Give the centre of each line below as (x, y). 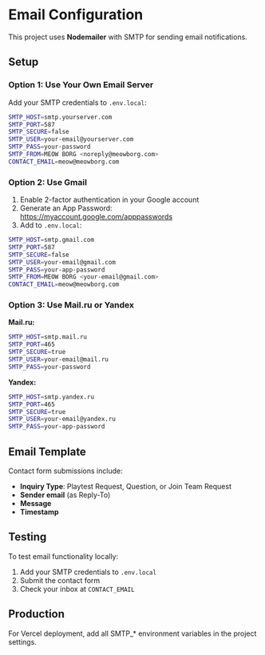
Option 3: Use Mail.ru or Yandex (71, 305)
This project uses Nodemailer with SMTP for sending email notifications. (128, 37)
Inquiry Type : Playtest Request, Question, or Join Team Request (125, 487)
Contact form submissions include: (65, 471)
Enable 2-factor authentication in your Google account (109, 200)
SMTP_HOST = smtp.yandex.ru (51, 397)
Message (36, 504)
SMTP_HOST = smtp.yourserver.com (60, 117)
